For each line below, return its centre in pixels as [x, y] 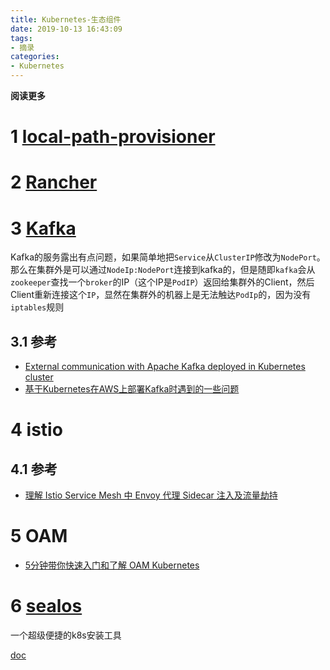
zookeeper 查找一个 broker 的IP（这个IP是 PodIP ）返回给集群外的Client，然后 [162, 282]
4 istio [36, 430]
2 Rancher [54, 182]
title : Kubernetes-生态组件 [66, 19]
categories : [35, 57]
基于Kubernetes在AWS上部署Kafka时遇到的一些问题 [132, 389]
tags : [21, 38]
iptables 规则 [37, 307]
